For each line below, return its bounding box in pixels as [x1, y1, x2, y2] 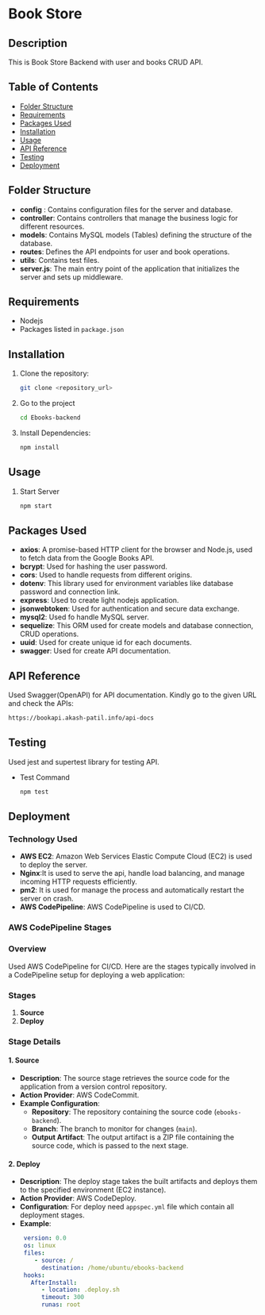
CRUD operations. [19, 629, 79, 639]
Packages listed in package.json [19, 325, 125, 334]
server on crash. [19, 894, 74, 904]
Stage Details [8, 1035, 61, 1047]
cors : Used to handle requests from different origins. [19, 570, 193, 580]
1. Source [8, 1055, 40, 1065]
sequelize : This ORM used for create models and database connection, [19, 621, 254, 631]
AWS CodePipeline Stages [8, 922, 112, 933]
